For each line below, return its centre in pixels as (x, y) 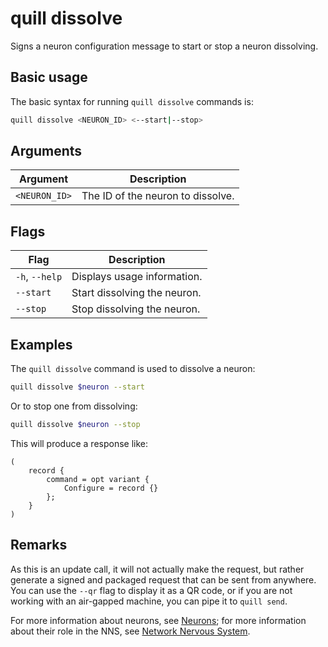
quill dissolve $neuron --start (77, 387)
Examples (41, 344)
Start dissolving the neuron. (136, 293)
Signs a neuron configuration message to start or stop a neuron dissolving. (164, 46)
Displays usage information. (137, 277)
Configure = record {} (111, 488)
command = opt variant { (98, 479)
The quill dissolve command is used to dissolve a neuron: (133, 369)
